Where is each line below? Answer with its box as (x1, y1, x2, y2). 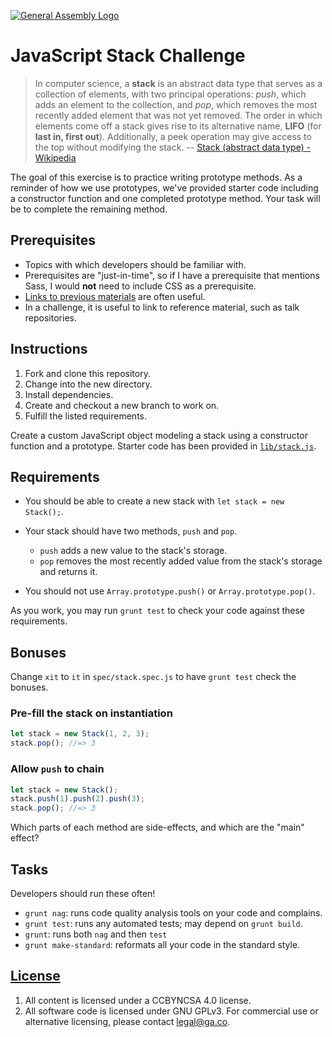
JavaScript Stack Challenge (10, 45, 246, 67)
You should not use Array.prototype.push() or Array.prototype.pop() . (24, 585, 316, 597)
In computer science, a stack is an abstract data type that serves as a (34, 77, 323, 89)
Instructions (10, 341, 88, 358)
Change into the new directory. (24, 378, 153, 390)
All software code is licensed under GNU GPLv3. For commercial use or (24, 1005, 319, 1017)
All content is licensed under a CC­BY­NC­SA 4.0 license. (24, 994, 252, 1006)
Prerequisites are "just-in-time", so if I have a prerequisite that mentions (24, 269, 320, 281)
